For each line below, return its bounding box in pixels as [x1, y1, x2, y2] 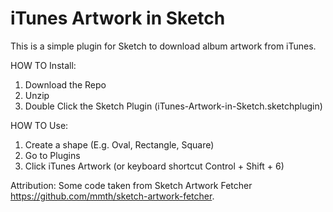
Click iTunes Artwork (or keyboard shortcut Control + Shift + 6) [24, 160, 285, 172]
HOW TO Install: [10, 59, 77, 71]
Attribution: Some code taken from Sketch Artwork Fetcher [10, 179, 253, 191]
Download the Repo [24, 78, 107, 91]
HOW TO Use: [10, 119, 69, 131]
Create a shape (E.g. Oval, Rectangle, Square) [24, 138, 215, 151]
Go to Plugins [24, 149, 81, 161]
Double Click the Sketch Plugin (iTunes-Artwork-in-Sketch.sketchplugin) [24, 100, 323, 112]
